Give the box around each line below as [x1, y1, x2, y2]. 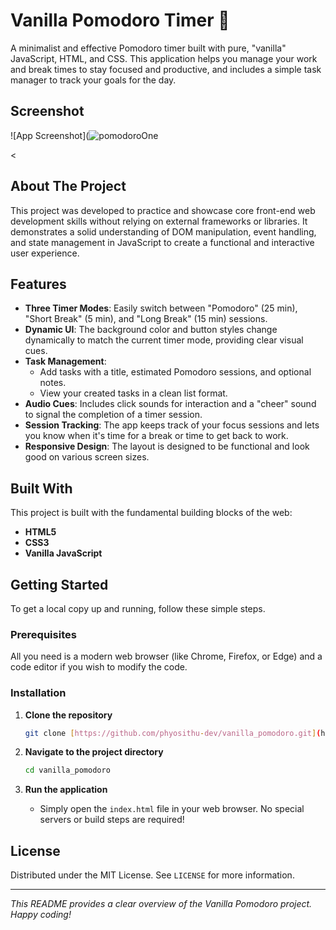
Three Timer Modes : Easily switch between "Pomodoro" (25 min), [24, 302, 298, 314]
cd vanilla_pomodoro [24, 765, 111, 776]
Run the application [24, 784, 108, 796]
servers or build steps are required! [39, 814, 185, 826]
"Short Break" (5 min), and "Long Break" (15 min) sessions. [24, 313, 268, 325]
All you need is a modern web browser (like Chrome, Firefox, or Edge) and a [10, 650, 323, 663]
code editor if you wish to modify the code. [10, 661, 188, 673]
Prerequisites [10, 627, 77, 641]
